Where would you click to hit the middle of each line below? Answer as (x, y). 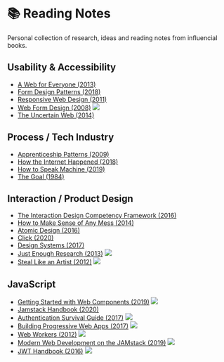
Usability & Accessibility (62, 67)
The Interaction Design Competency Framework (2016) (97, 216)
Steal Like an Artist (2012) (55, 262)
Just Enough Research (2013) (60, 254)
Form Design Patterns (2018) (59, 91)
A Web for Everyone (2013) (57, 84)
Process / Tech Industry (61, 137)
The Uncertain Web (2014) (56, 115)
